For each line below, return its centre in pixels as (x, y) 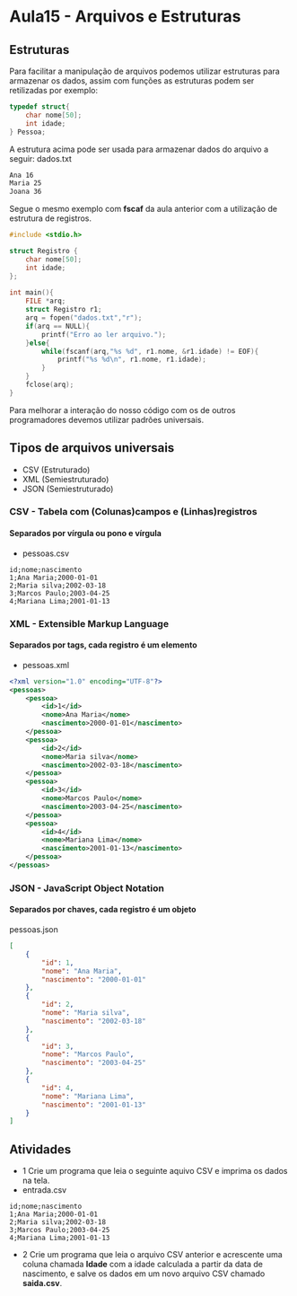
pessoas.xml (46, 665)
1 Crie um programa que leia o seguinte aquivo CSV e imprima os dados (155, 1171)
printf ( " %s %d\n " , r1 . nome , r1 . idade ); (131, 360)
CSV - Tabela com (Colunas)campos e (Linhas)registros (133, 512)
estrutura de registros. (51, 218)
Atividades (40, 1149)
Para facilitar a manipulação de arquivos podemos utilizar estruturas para (144, 71)
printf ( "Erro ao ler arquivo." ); (104, 334)
